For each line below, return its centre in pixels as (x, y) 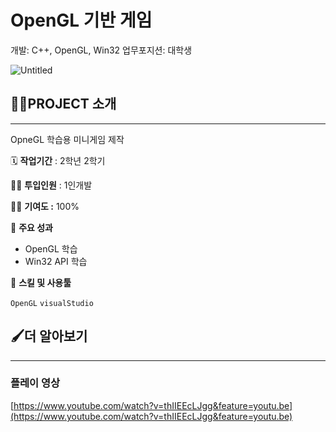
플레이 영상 (35, 383)
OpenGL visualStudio (52, 303)
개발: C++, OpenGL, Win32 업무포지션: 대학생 (101, 50)
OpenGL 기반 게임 (81, 20)
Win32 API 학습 (56, 261)
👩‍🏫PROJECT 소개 (63, 104)
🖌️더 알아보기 (49, 336)
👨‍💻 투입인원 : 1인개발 (51, 185)
